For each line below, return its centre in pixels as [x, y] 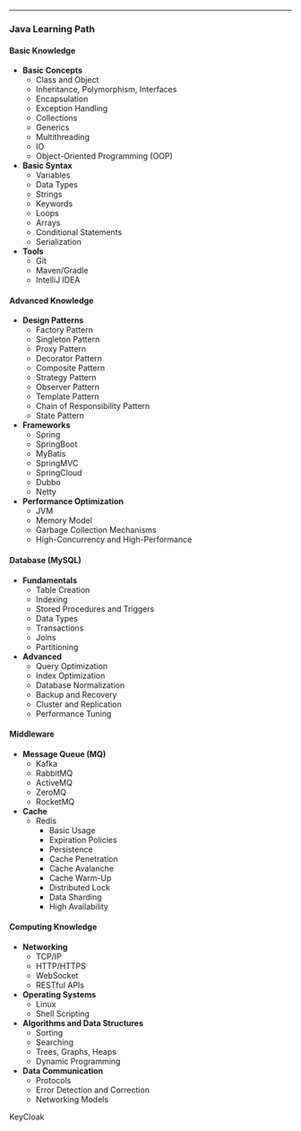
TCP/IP [49, 956]
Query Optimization [72, 666]
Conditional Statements [79, 232]
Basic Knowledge [43, 50]
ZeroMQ [51, 792]
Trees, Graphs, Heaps [76, 1051]
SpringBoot [56, 444]
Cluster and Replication [79, 704]
